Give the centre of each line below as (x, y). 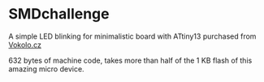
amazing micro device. (46, 68)
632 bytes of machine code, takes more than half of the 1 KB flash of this (130, 60)
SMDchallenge (59, 14)
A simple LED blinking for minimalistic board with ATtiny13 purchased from (132, 36)
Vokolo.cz (25, 44)
